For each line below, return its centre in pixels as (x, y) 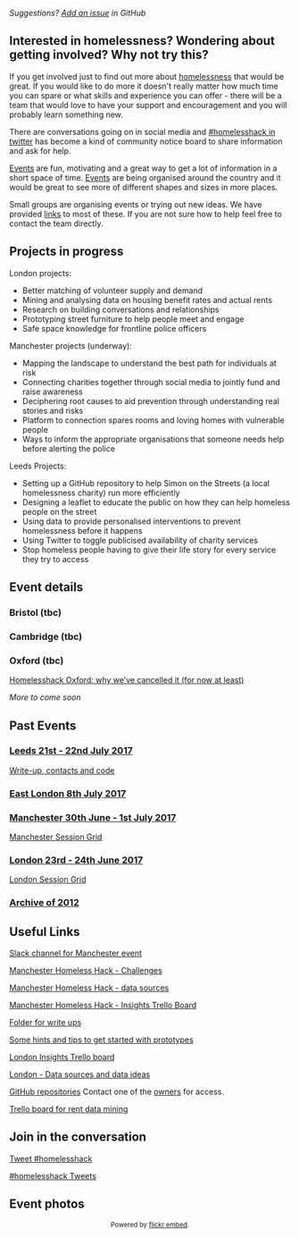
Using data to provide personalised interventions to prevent (131, 521)
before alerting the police (69, 448)
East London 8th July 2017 (68, 793)
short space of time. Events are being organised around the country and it (145, 177)
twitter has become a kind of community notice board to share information (146, 141)
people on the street (59, 511)
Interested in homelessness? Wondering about (142, 41)
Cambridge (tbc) (46, 636)
